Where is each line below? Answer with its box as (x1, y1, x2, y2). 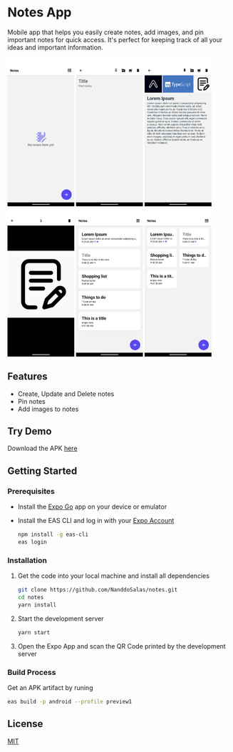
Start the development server (17, 614, 105, 623)
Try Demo (7, 425, 52, 437)
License (7, 718, 43, 730)
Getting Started (7, 464, 78, 477)
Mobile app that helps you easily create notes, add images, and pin (7, 28, 204, 36)
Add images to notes (17, 405, 79, 413)
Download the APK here (7, 444, 78, 453)
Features (7, 370, 48, 382)
